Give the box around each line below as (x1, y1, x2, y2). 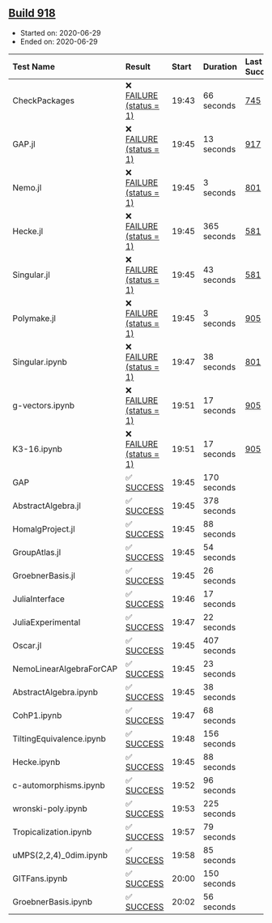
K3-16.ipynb (12, 443, 63, 455)
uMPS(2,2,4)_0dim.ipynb (12, 849, 108, 861)
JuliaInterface (12, 593, 65, 605)
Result (125, 61, 151, 72)
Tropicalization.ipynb (12, 826, 92, 837)
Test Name (12, 61, 55, 72)
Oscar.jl (12, 639, 42, 651)
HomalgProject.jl (12, 523, 75, 534)
